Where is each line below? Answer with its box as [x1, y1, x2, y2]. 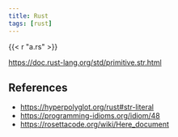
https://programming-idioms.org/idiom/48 [19, 111, 160, 121]
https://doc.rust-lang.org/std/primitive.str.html [8, 58, 162, 67]
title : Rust [8, 11, 49, 20]
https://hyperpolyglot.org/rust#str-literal [19, 102, 154, 112]
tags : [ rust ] [8, 19, 53, 28]
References [8, 80, 68, 94]
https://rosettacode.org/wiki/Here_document [19, 119, 170, 130]
